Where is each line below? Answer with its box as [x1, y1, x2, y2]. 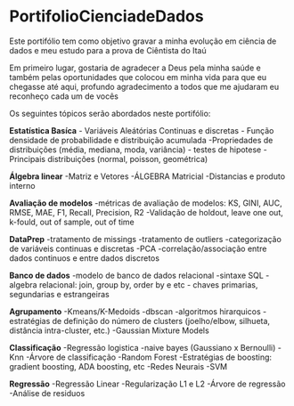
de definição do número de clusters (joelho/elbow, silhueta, [52, 315, 270, 326]
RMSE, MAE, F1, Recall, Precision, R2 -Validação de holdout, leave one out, [9, 207, 283, 217]
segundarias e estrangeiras [9, 288, 110, 299]
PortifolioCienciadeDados [9, 6, 204, 27]
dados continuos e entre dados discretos [9, 252, 160, 264]
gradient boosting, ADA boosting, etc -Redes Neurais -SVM [9, 361, 228, 371]
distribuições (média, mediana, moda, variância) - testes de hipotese [9, 144, 262, 155]
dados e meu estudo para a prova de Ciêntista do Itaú [9, 45, 207, 55]
